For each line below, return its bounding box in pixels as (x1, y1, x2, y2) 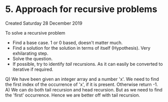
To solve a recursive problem (5, 30, 65, 36)
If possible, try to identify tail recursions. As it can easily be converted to (12, 61, 163, 67)
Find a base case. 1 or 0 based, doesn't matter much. (12, 39, 123, 46)
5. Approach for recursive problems (5, 4, 157, 15)
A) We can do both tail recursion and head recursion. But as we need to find (5, 86, 162, 92)
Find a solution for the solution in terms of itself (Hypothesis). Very (12, 45, 151, 51)
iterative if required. (12, 66, 54, 72)
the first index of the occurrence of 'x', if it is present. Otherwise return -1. (5, 81, 158, 87)
